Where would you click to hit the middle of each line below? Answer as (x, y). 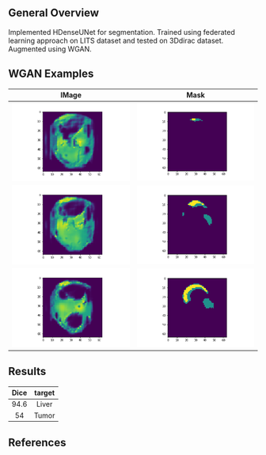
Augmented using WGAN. (50, 49)
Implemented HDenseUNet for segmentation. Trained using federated (122, 32)
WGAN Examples (51, 74)
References (37, 442)
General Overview (54, 13)
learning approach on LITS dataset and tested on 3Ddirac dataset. (116, 40)
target (45, 393)
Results (27, 372)
